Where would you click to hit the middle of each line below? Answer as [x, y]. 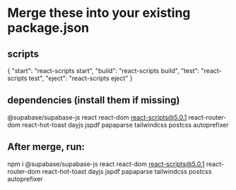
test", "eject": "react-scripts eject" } [81, 78]
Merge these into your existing [99, 13]
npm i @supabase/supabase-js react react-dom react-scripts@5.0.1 [106, 164]
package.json [48, 28]
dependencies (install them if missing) [94, 100]
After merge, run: [46, 147]
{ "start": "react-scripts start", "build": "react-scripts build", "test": [104, 71]
